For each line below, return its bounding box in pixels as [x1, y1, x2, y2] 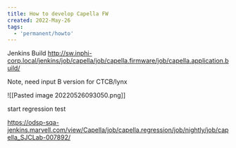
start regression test [7, 105, 66, 113]
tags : [7, 23, 23, 30]
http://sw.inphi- [47, 49, 93, 58]
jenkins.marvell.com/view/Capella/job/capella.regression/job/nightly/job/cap [7, 126, 229, 134]
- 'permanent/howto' [13, 29, 74, 37]
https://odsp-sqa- [7, 119, 60, 127]
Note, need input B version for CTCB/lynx [7, 78, 128, 86]
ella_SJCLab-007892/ [7, 133, 71, 142]
